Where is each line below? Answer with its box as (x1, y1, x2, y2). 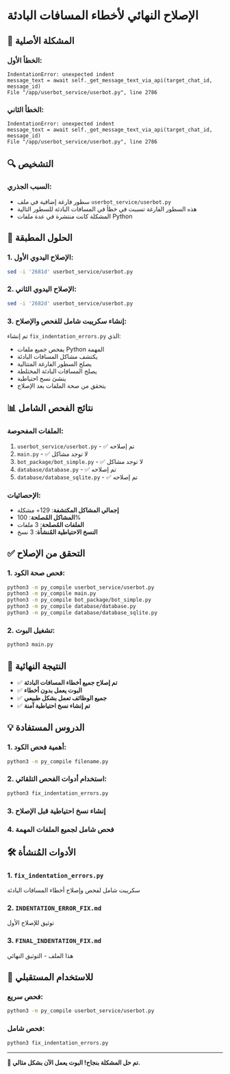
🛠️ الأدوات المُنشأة (7, 846, 77, 858)
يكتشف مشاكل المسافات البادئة (16, 352, 98, 360)
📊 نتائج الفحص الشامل (7, 402, 94, 414)
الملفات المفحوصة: (7, 426, 64, 436)
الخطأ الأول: (7, 56, 42, 65)
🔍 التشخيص (7, 158, 54, 170)
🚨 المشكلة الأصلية (7, 35, 75, 47)
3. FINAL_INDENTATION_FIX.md (7, 936, 101, 946)
